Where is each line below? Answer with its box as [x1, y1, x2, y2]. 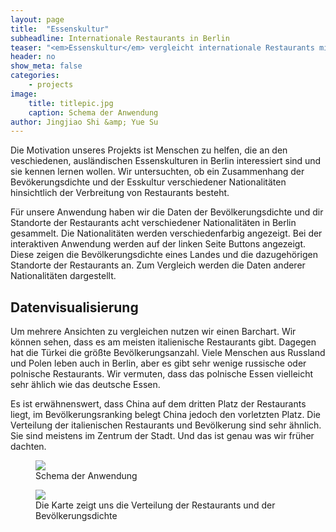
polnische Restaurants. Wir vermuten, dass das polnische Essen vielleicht [10, 368, 314, 380]
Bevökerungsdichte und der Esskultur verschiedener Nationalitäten [10, 176, 287, 188]
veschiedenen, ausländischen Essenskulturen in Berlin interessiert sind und [10, 155, 322, 167]
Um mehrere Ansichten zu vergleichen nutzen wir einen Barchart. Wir [10, 326, 297, 338]
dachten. [10, 441, 47, 453]
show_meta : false [10, 61, 83, 71]
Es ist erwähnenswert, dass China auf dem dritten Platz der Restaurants [10, 398, 307, 410]
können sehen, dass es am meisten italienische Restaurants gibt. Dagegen [10, 336, 317, 348]
